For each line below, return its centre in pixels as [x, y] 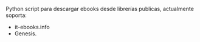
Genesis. [26, 33]
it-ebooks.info [32, 27]
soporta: [16, 15]
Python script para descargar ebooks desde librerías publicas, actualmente [100, 9]
